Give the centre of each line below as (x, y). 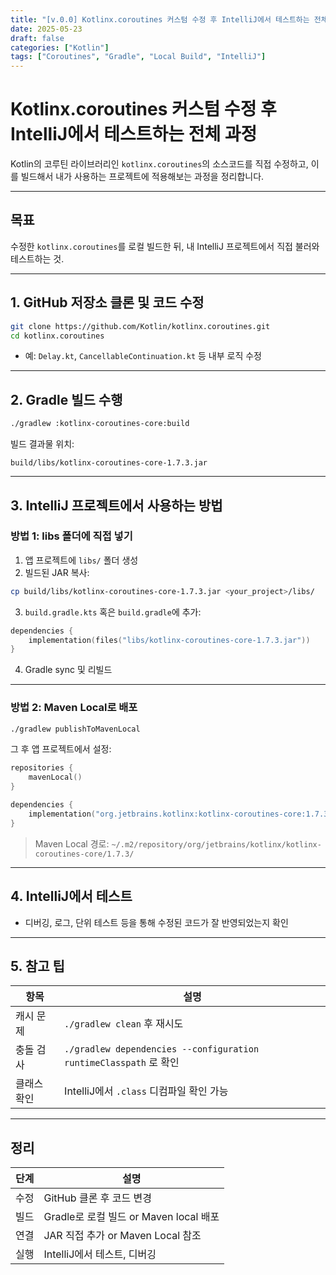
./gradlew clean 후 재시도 (124, 1024)
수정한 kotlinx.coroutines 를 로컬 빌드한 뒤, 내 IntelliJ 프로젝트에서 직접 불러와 (165, 246)
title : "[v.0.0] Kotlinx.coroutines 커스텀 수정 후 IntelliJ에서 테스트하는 (160, 19)
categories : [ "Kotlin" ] (60, 47)
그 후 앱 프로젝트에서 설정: (61, 749)
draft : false (37, 38)
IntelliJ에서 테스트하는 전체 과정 (134, 134)
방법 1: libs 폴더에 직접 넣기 (71, 536)
